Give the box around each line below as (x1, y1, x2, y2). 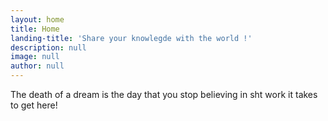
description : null (10, 42, 87, 53)
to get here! (10, 99, 58, 111)
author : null (10, 61, 65, 71)
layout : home (10, 14, 65, 25)
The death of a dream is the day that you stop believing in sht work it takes (10, 89, 318, 100)
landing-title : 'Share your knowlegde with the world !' (10, 33, 253, 43)
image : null (10, 52, 60, 62)
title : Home (10, 24, 60, 34)
